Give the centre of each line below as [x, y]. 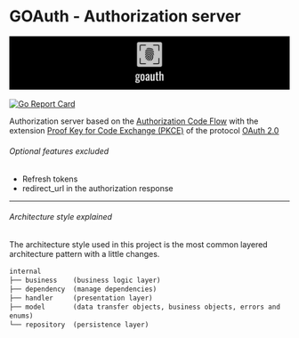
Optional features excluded [59, 151]
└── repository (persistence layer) [79, 325]
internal [25, 271]
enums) [21, 316]
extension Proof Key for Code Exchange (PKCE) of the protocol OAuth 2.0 [144, 131]
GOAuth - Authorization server [125, 16]
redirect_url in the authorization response [97, 188]
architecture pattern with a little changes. [85, 253]
